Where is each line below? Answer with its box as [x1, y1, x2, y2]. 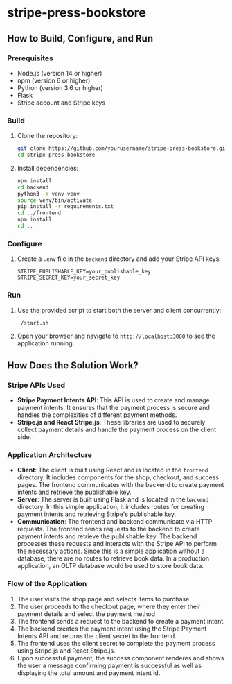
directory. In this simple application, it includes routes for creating [17, 503, 204, 511]
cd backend [17, 184, 49, 191]
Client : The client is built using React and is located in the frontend [17, 466, 208, 474]
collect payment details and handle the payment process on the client [17, 425, 217, 434]
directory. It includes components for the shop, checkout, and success [17, 473, 220, 481]
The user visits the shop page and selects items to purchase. [17, 595, 192, 603]
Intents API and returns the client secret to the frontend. [17, 631, 177, 640]
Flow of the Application [7, 579, 87, 589]
